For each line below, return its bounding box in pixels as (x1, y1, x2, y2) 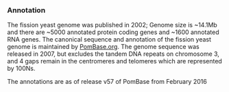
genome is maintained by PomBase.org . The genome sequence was (7, 43, 200, 51)
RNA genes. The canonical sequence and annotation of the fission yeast (7, 35, 211, 44)
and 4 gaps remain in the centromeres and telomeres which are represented (7, 57, 223, 65)
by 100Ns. (7, 64, 36, 73)
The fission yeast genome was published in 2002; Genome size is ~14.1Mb (7, 21, 217, 29)
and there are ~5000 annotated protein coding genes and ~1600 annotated (7, 28, 219, 36)
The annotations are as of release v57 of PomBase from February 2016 (7, 78, 207, 86)
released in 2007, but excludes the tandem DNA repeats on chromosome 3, (7, 50, 219, 58)
